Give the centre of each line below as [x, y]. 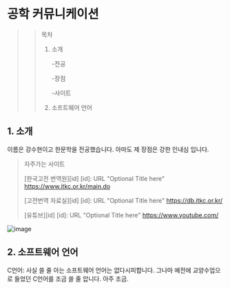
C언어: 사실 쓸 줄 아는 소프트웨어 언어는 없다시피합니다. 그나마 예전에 [99, 270]
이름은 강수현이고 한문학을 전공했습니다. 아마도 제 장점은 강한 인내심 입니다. [108, 149]
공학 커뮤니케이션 [53, 14]
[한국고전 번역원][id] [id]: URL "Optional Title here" [94, 178]
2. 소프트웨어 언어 [43, 252]
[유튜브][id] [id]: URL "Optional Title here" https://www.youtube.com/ [121, 215]
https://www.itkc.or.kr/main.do [67, 186]
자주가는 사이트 [44, 164]
